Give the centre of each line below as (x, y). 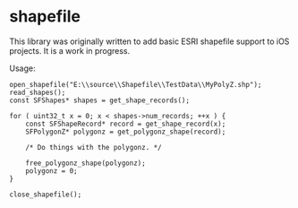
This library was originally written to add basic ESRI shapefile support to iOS (149, 41)
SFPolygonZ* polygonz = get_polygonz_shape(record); (126, 132)
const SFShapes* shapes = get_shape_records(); (100, 100)
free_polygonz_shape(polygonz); (85, 163)
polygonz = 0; (51, 171)
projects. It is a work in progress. (70, 50)
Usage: (22, 68)
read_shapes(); (38, 92)
